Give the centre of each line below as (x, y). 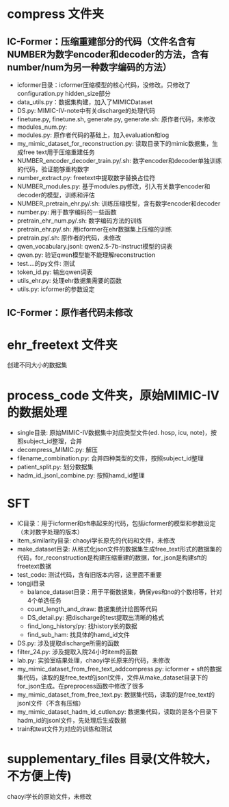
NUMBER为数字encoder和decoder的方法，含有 (108, 54)
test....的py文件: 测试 (46, 263)
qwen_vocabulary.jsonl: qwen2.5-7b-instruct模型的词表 (95, 246)
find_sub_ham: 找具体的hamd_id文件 (78, 635)
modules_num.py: (42, 127)
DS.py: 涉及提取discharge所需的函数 (68, 643)
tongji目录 (31, 584)
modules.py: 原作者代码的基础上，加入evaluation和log (93, 135)
